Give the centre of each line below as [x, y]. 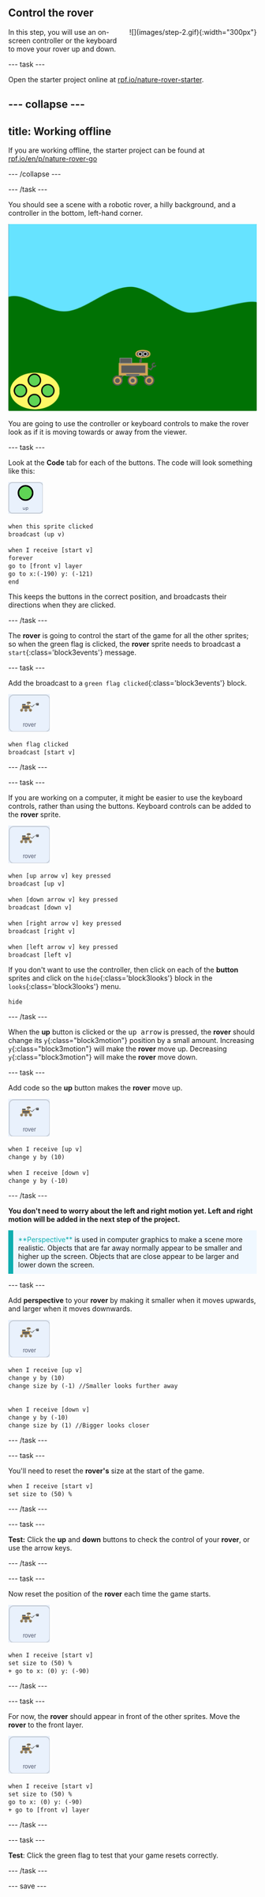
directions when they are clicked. [62, 605]
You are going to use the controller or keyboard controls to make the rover [129, 424]
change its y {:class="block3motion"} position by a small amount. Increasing [131, 1041]
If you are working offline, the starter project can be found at [106, 150]
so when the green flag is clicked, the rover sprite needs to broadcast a [125, 644]
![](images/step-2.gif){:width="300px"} [193, 32]
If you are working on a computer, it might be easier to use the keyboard [125, 798]
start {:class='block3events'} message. [72, 652]
